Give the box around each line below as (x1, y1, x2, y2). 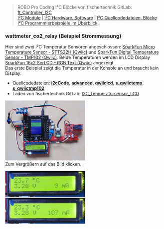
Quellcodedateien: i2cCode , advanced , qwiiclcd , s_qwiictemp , (12, 80, 144, 86)
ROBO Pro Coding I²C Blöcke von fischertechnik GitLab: (17, 4, 132, 10)
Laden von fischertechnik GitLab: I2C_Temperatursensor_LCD (12, 91, 140, 97)
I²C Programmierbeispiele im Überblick (17, 20, 98, 26)
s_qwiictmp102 (12, 85, 45, 91)
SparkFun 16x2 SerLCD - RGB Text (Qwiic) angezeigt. (5, 60, 115, 66)
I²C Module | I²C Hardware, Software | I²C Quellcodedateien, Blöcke (17, 15, 157, 20)
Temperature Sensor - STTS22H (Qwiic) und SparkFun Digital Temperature (5, 49, 160, 55)
